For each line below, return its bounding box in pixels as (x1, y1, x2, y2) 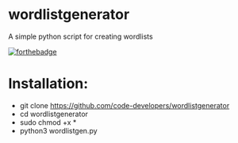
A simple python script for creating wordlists (8, 32, 153, 41)
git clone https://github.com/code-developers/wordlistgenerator (19, 100, 230, 110)
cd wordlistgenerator (19, 109, 89, 119)
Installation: (8, 75, 89, 92)
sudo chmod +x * (19, 117, 77, 127)
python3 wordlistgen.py (19, 126, 98, 135)
